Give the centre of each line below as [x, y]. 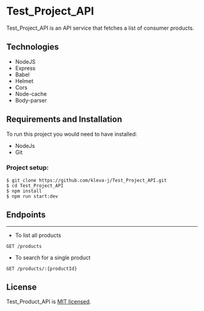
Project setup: [28, 168]
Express [25, 68]
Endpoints [26, 215]
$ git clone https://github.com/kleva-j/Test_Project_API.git [87, 180]
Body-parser [31, 100]
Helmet [24, 81]
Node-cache [31, 94]
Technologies [33, 47]
